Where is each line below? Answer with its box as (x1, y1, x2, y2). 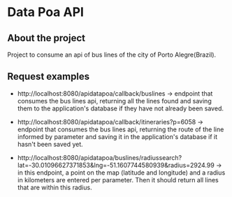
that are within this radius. (17, 183, 92, 191)
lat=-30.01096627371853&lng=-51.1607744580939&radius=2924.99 (17, 161, 215, 169)
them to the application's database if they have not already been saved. (17, 104, 224, 112)
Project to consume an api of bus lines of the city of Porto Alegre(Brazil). (7, 50, 217, 59)
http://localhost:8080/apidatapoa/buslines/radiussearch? (17, 153, 182, 161)
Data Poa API (7, 4, 84, 20)
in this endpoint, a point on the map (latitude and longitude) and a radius (17, 168, 226, 177)
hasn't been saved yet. (17, 140, 84, 148)
